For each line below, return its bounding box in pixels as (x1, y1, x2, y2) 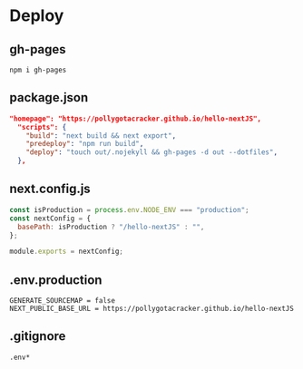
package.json (9, 90, 89, 105)
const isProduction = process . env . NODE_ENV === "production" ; (9, 205, 249, 214)
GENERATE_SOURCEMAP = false (9, 296, 116, 306)
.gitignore (9, 328, 66, 345)
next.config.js (9, 181, 91, 197)
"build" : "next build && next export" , (25, 131, 177, 141)
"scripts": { (17, 122, 67, 131)
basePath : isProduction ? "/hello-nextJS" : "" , (17, 222, 205, 231)
